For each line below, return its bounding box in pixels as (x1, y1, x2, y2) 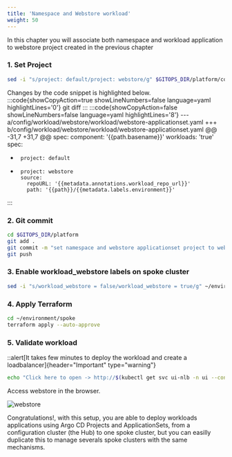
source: (20, 174, 43, 181)
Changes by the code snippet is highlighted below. (7, 88, 151, 97)
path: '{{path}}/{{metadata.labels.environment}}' (26, 186, 175, 193)
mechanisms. (7, 442, 46, 451)
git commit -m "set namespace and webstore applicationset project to (7, 244, 215, 251)
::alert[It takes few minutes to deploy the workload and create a (7, 353, 188, 361)
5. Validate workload (7, 337, 78, 347)
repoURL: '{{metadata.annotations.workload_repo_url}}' (26, 180, 191, 187)
